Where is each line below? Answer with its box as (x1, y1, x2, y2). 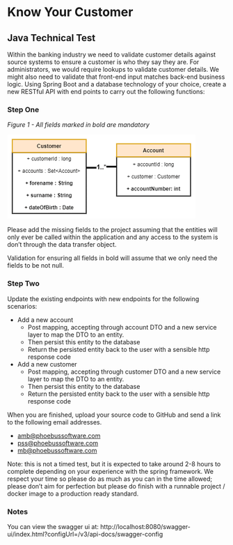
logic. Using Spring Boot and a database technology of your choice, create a (7, 80, 227, 88)
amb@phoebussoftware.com (17, 431, 101, 440)
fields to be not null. (7, 261, 65, 270)
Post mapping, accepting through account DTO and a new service (27, 323, 217, 331)
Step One (7, 105, 40, 114)
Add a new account (17, 315, 74, 324)
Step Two (7, 279, 40, 289)
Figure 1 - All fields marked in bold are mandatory (7, 121, 150, 129)
